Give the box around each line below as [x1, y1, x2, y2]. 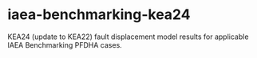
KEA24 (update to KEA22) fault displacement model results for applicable [7, 32, 249, 41]
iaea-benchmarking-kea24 [7, 6, 191, 24]
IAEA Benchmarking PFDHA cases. [7, 40, 123, 49]
